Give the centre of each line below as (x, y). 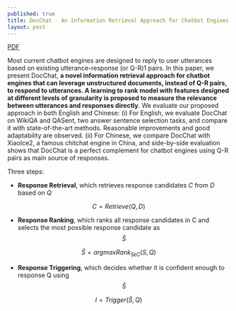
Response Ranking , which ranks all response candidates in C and (113, 220)
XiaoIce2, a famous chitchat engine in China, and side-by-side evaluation (114, 143)
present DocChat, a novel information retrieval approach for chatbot (109, 75)
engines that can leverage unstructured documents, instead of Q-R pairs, (117, 83)
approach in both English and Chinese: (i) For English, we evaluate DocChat (117, 113)
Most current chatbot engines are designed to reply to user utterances (110, 61)
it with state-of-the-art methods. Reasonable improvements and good (109, 128)
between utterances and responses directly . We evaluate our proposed (113, 106)
